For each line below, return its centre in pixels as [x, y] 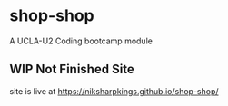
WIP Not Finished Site [72, 69]
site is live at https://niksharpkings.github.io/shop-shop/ [114, 91]
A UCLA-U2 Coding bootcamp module [81, 41]
